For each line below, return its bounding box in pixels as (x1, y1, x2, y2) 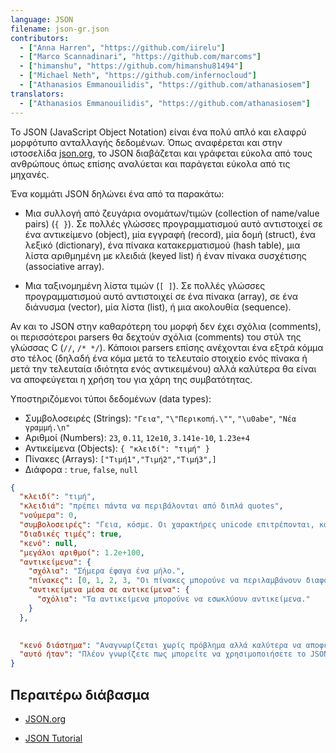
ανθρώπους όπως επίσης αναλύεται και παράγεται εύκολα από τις (10, 157, 291, 170)
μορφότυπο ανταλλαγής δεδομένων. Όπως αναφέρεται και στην (10, 136, 283, 148)
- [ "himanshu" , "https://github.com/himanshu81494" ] (19, 61, 244, 71)
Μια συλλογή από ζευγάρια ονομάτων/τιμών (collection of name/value (24, 207, 320, 219)
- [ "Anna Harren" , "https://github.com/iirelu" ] (19, 42, 226, 53)
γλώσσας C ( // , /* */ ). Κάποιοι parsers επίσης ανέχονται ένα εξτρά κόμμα (10, 341, 324, 353)
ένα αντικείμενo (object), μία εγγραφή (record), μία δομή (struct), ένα (24, 228, 317, 240)
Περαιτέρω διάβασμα (10, 686, 150, 703)
